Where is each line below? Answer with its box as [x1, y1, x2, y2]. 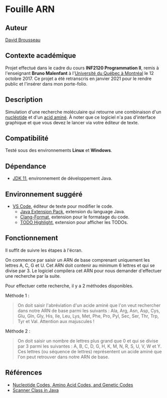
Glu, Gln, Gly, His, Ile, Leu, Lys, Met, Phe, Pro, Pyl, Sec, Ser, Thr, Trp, [17, 313, 159, 319]
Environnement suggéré [5, 190, 83, 198]
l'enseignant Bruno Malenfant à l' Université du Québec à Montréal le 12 [5, 70, 154, 76]
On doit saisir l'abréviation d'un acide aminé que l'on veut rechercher [17, 302, 161, 308]
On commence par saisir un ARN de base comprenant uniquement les [5, 257, 150, 263]
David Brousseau [5, 37, 41, 43]
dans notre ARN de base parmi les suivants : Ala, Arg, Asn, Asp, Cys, [17, 307, 160, 313]
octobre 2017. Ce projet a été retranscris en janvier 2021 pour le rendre [5, 75, 152, 82]
